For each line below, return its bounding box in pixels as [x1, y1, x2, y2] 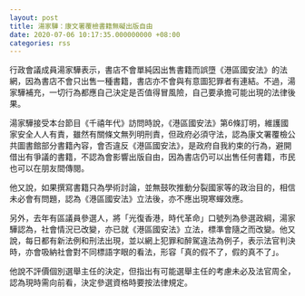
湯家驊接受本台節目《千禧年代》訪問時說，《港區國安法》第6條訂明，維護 [9, 118, 281, 129]
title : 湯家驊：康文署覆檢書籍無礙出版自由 [9, 22, 153, 31]
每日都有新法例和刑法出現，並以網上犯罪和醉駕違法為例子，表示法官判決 [25, 235, 296, 246]
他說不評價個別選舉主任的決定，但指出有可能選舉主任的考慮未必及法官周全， [9, 266, 296, 277]
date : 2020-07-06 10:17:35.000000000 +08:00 [9, 30, 181, 39]
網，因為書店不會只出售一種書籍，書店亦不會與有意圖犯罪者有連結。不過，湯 [9, 76, 296, 87]
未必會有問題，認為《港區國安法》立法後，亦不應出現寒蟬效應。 [9, 194, 248, 205]
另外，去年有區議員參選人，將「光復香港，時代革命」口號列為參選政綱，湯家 [9, 213, 296, 224]
